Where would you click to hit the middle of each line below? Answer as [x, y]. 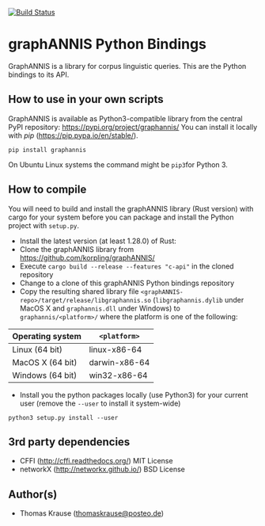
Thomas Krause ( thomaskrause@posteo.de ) [92, 513]
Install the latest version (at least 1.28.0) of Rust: [98, 241]
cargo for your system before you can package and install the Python [121, 217]
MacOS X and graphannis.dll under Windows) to [100, 308]
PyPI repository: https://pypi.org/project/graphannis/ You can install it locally [133, 127]
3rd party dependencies [69, 442]
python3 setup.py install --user [63, 417]
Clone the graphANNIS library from [77, 249]
